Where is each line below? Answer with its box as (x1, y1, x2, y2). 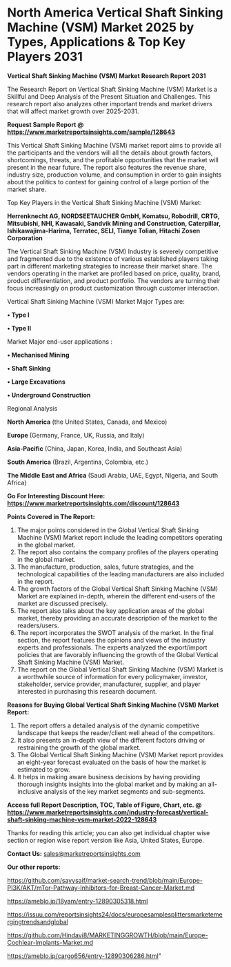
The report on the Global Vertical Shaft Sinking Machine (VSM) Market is (17, 665, 223, 674)
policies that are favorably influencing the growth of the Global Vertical (17, 650, 219, 658)
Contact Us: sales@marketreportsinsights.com (7, 849, 141, 857)
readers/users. (17, 621, 59, 629)
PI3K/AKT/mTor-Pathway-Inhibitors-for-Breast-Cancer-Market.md (7, 883, 195, 892)
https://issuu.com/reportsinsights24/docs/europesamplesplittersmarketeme (7, 910, 223, 919)
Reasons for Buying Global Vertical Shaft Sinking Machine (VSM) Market (7, 701, 219, 709)
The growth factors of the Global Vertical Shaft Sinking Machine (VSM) (17, 585, 219, 593)
